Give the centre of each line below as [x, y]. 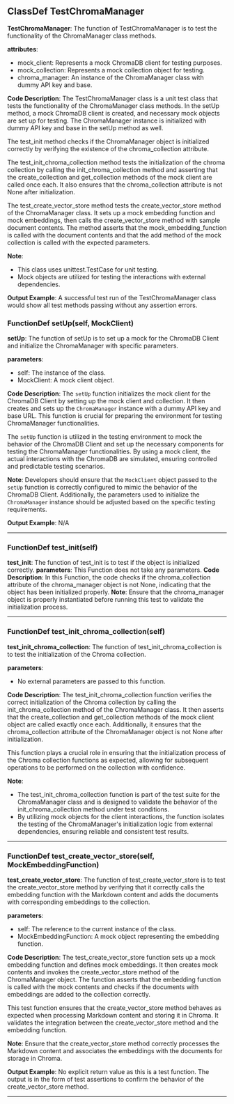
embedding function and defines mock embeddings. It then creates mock [112, 965]
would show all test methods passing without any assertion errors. [102, 305]
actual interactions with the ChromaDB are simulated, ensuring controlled [112, 459]
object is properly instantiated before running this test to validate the [106, 600]
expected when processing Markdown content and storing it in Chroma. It [113, 1015]
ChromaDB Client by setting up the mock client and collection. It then [106, 401]
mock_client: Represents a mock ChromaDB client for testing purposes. [120, 63]
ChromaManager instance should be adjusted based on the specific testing [111, 502]
